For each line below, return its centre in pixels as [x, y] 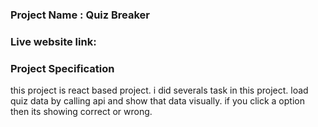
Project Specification [62, 68]
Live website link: [53, 41]
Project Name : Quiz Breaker [80, 15]
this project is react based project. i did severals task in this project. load [159, 90]
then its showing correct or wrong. [81, 112]
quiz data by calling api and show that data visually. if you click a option [157, 101]
